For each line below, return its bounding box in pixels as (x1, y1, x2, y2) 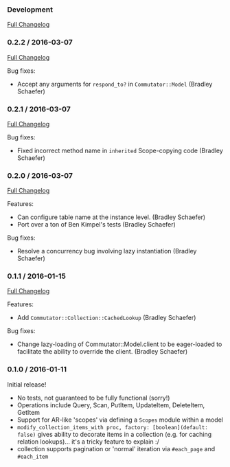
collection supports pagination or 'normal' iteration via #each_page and (16, 444, 216, 453)
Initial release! (7, 380, 47, 389)
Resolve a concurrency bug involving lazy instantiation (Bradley (16, 247, 197, 255)
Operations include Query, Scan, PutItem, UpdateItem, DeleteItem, (16, 400, 205, 409)
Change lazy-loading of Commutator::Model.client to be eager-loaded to (16, 340, 222, 348)
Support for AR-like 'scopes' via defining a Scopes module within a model (16, 415, 223, 424)
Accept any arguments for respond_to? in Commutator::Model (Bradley (16, 80, 213, 88)
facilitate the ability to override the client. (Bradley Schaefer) (16, 348, 188, 356)
